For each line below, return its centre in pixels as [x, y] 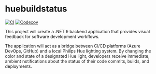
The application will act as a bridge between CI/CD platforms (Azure [73, 46]
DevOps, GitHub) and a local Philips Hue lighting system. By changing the [78, 51]
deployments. [19, 66]
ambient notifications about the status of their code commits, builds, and [77, 61]
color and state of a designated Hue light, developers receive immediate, [77, 56]
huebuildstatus [36, 9]
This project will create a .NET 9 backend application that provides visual [78, 31]
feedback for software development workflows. [52, 37]
